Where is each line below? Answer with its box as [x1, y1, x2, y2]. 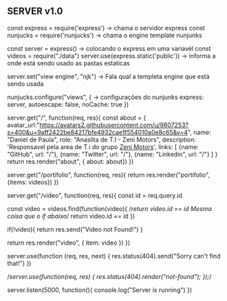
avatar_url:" [7, 120, 40, 129]
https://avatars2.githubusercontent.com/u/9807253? [39, 120, 189, 129]
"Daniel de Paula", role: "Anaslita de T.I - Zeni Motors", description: [7, 135, 196, 144]
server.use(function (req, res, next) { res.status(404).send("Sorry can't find [7, 252, 221, 260]
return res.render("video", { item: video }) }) [7, 238, 131, 247]
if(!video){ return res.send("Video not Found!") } [7, 225, 143, 233]
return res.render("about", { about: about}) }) [7, 157, 134, 166]
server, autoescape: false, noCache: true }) [7, 100, 129, 109]
